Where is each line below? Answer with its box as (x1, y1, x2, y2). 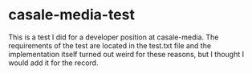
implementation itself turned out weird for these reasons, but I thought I (8, 49, 245, 59)
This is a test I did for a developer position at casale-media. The (8, 32, 219, 42)
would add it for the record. (8, 58, 99, 68)
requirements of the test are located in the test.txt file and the (8, 40, 211, 50)
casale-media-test (8, 6, 135, 24)
